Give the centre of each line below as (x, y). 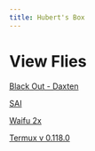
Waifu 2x (25, 120)
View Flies (48, 61)
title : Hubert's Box (47, 17)
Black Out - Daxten (44, 86)
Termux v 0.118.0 (40, 138)
